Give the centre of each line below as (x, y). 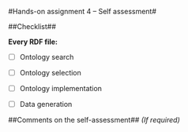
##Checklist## (32, 26)
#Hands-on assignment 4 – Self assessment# (82, 11)
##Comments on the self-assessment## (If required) (94, 120)
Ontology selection (50, 73)
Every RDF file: (33, 42)
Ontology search (47, 57)
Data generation (46, 104)
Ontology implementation (61, 89)
